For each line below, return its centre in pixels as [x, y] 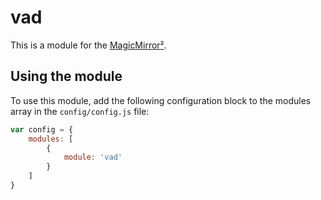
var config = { [42, 129]
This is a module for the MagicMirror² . [88, 45]
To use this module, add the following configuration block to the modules [161, 100]
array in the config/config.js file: [80, 111]
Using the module [66, 76]
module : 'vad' [93, 157]
